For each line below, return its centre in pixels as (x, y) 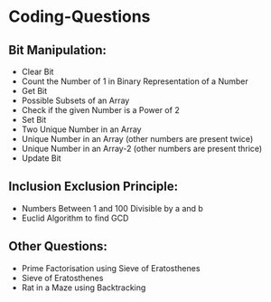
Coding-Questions (79, 17)
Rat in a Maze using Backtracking (84, 288)
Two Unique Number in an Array (81, 129)
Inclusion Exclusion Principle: (93, 187)
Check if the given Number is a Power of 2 (100, 110)
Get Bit (34, 91)
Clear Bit (37, 71)
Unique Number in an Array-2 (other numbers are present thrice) (142, 148)
